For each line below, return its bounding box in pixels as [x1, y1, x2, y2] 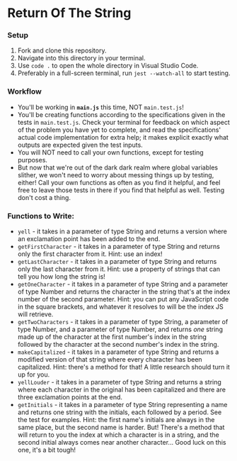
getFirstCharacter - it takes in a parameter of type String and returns [17, 243, 221, 251]
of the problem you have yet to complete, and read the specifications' [17, 126, 221, 134]
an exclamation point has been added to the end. [17, 235, 161, 243]
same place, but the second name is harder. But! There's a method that [17, 423, 225, 432]
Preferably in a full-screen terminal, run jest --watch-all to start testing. [17, 69, 231, 77]
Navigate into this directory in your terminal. [17, 54, 146, 62]
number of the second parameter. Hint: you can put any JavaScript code [17, 295, 229, 304]
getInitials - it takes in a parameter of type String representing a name [17, 401, 228, 409]
